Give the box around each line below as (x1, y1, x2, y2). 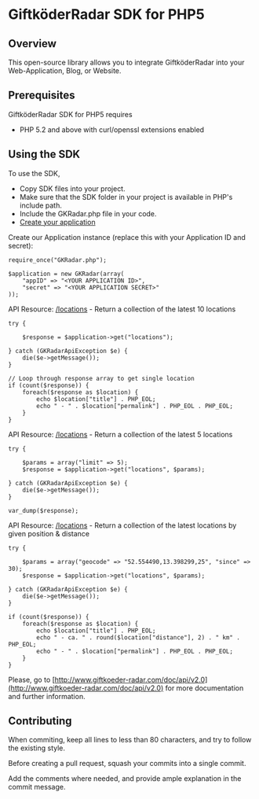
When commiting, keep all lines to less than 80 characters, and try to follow (8, 735, 252, 745)
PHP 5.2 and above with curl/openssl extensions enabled (19, 124, 205, 134)
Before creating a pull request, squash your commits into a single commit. (8, 759, 246, 768)
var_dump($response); (8, 506, 79, 514)
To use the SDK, (8, 168, 60, 178)
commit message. (8, 782, 66, 792)
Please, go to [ (8, 675, 55, 684)
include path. (19, 201, 63, 210)
